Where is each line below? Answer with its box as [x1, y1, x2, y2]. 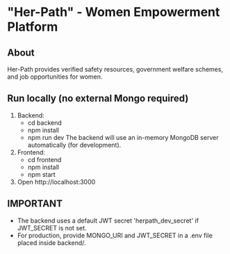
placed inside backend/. [17, 238, 86, 247]
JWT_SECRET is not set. [17, 223, 87, 232]
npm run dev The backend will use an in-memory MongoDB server [27, 133, 219, 141]
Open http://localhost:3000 [17, 177, 96, 186]
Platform [7, 19, 58, 35]
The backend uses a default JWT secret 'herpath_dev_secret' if [17, 216, 199, 225]
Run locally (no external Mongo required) [7, 93, 189, 104]
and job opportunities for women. [7, 72, 103, 81]
